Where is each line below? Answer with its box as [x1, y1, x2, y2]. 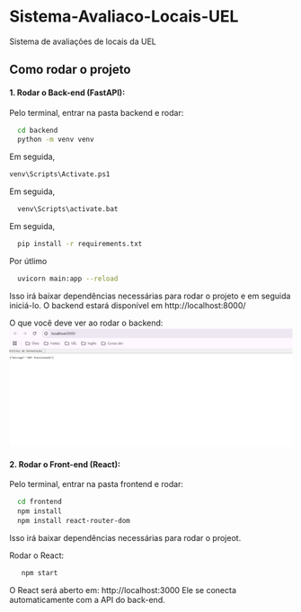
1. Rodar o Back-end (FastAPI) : [9, 87, 126, 98]
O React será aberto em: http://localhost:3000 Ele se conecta [9, 584, 236, 595]
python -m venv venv [17, 135, 94, 145]
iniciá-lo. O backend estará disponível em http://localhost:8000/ [9, 299, 246, 311]
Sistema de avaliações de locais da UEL [9, 36, 157, 47]
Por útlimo [9, 255, 48, 266]
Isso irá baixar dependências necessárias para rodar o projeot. [9, 532, 242, 543]
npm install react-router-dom [17, 516, 130, 525]
